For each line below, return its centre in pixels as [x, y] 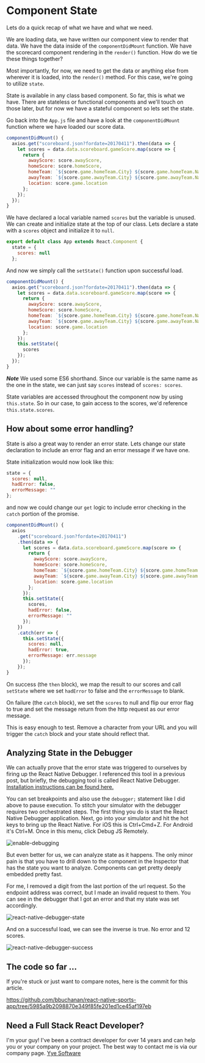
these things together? [34, 59]
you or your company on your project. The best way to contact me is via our [102, 1047]
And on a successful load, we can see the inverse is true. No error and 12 [98, 929]
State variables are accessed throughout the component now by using [95, 397]
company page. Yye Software [44, 1053]
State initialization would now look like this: [60, 462]
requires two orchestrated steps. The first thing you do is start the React [97, 812]
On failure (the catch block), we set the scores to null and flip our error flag [100, 702]
